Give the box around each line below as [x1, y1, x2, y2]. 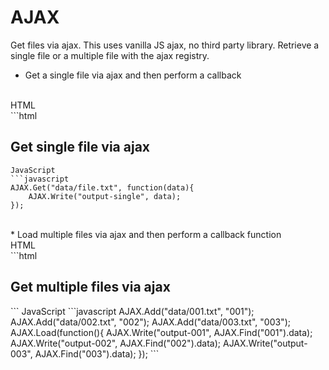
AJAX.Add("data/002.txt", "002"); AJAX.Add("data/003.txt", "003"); [10, 316, 291, 328]
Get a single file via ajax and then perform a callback [24, 69, 242, 81]
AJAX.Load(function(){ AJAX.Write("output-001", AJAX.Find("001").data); [10, 326, 313, 338]
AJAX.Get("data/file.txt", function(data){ [10, 182, 195, 193]
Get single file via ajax [10, 139, 151, 156]
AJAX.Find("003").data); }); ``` [34, 347, 160, 360]
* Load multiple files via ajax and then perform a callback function [10, 228, 282, 240]
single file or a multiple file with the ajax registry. [10, 49, 210, 61]
